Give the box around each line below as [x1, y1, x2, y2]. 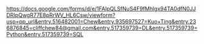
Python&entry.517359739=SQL [6, 31, 84, 38]
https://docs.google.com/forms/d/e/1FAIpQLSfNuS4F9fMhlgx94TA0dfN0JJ [6, 5, 196, 12]
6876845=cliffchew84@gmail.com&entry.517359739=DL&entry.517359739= [6, 24, 198, 31]
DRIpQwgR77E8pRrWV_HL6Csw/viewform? [6, 11, 116, 19]
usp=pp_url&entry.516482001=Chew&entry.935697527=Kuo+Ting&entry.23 [6, 18, 197, 25]
